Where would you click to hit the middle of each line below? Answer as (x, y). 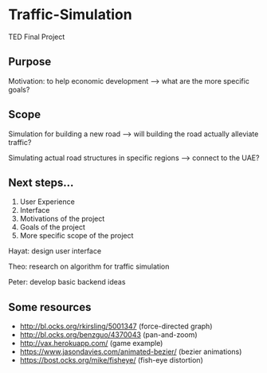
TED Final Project (37, 37)
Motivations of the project (62, 219)
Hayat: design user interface (55, 251)
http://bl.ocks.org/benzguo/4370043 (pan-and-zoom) (108, 335)
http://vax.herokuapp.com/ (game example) (91, 344)
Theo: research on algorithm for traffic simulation (89, 267)
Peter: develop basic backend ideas (67, 282)
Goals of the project (52, 227)
